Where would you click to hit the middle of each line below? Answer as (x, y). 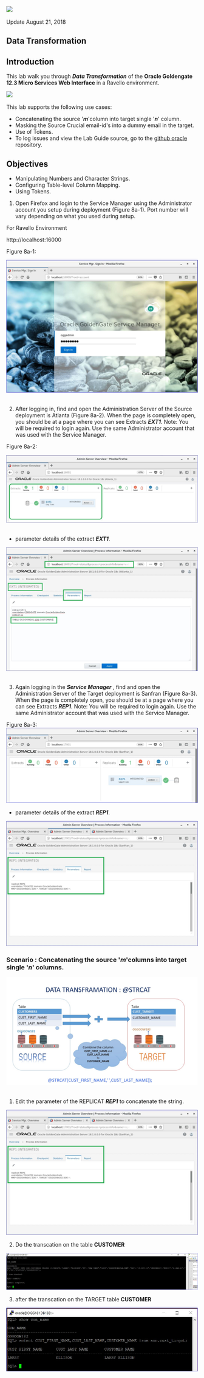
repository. (29, 145)
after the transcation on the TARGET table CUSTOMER (83, 1300)
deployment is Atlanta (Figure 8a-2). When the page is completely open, (105, 415)
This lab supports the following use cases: (59, 107)
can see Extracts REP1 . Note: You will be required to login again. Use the (105, 706)
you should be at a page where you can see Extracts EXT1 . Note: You (102, 422)
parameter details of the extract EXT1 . (63, 539)
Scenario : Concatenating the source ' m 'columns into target (97, 960)
